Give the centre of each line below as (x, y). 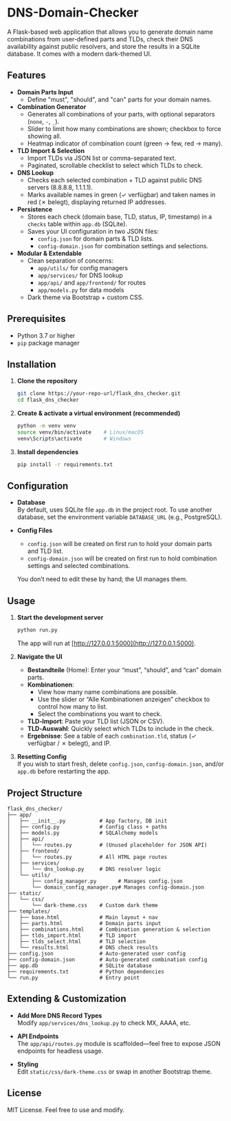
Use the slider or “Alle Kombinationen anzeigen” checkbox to (124, 699)
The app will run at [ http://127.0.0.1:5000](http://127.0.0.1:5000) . (106, 643)
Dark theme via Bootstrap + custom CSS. (86, 297)
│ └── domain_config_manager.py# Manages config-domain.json (106, 887)
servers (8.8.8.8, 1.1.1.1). (60, 187)
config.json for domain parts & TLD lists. (96, 239)
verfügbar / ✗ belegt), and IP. (69, 743)
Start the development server (60, 618)
